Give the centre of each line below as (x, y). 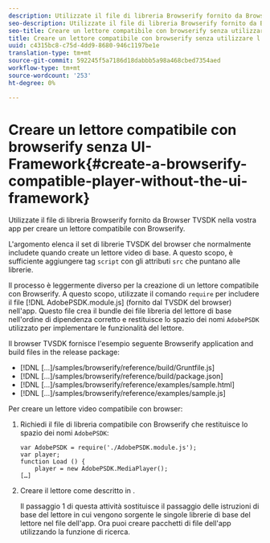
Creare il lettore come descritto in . (77, 491)
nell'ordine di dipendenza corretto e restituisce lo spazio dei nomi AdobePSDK (134, 320)
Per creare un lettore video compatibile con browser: (96, 409)
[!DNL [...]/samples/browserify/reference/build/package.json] (121, 376)
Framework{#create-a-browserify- (128, 163)
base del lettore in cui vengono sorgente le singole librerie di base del (135, 515)
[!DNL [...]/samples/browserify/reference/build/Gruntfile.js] (117, 368)
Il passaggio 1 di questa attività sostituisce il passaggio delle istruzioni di (139, 506)
